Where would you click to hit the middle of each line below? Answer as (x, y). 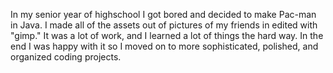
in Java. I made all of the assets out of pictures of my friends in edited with (164, 25)
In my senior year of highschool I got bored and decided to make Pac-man (163, 14)
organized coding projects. (66, 57)
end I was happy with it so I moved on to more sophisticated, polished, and (164, 46)
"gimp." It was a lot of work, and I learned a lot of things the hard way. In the (167, 35)
